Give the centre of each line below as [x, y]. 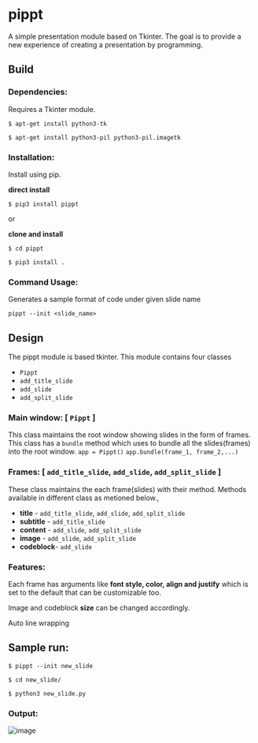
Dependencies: [38, 92]
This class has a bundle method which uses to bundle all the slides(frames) [129, 443]
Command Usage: [43, 282]
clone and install [36, 233]
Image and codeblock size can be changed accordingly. [99, 607]
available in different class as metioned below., [84, 498]
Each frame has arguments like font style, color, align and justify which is [129, 584]
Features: [27, 567]
